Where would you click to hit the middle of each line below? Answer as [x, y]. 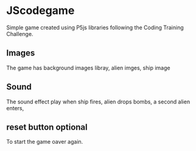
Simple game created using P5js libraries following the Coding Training [95, 27]
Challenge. [20, 33]
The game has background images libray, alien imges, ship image [88, 68]
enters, [15, 108]
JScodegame [40, 11]
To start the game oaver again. [45, 142]
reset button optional [47, 127]
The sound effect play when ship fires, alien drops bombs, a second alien [98, 102]
